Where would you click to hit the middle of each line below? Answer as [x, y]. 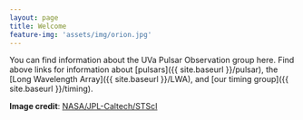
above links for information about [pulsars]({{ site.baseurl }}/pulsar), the [144, 69]
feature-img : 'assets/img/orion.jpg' [81, 34]
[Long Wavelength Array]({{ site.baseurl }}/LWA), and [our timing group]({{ [149, 79]
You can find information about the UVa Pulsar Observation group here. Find [152, 60]
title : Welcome [38, 26]
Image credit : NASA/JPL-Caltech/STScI [83, 106]
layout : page [34, 18]
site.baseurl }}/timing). [51, 89]
